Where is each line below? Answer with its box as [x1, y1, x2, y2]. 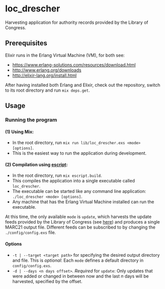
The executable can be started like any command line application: [12, 188, 146, 194]
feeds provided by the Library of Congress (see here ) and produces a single [5, 219, 160, 225]
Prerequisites [5, 39, 47, 48]
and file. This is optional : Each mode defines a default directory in [12, 257, 144, 263]
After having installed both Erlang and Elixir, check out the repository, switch [5, 82, 161, 88]
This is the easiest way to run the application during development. [12, 150, 147, 156]
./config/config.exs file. [5, 230, 56, 235]
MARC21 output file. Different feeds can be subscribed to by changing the [5, 224, 156, 231]
